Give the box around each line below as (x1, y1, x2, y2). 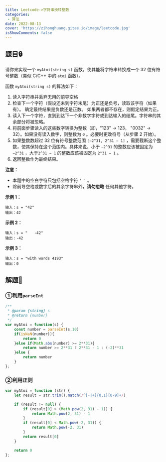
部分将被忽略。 (16, 118, 48, 124)
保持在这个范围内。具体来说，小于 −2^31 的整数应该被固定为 (29, 143, 153, 149)
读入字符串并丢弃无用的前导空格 (12, 94, 78, 100)
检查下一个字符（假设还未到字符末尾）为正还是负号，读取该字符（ (12, 100, 148, 106)
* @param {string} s (7, 308, 50, 314)
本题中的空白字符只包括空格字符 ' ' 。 (12, 177, 92, 183)
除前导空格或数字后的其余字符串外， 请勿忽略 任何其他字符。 (12, 183, 136, 189)
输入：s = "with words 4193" (5, 256, 64, 261)
